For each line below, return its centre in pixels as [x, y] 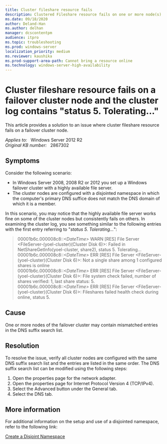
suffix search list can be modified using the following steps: [66, 368]
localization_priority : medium [38, 51]
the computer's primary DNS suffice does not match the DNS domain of [86, 198]
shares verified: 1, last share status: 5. [56, 281]
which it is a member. [34, 204]
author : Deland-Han [25, 24]
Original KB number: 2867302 [37, 146]
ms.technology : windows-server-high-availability [58, 65]
